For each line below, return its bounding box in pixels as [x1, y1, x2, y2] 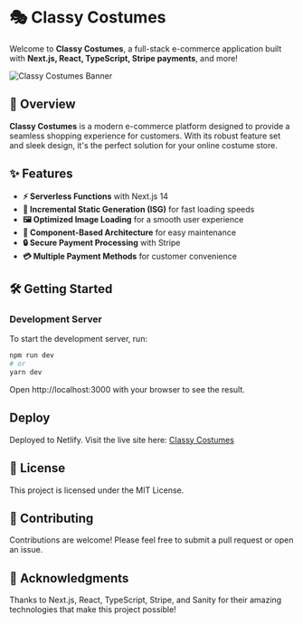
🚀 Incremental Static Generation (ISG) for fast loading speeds [22, 203, 255, 214]
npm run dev [9, 351, 54, 360]
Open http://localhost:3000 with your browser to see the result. [9, 383, 246, 394]
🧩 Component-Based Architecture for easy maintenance [22, 227, 237, 238]
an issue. [9, 544, 43, 555]
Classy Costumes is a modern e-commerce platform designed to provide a [9, 120, 290, 131]
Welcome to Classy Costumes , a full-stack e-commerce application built [9, 43, 282, 54]
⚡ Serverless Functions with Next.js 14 [22, 191, 169, 202]
